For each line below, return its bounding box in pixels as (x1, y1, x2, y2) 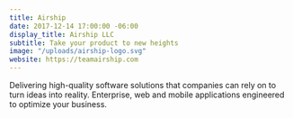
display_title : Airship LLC (9, 30, 115, 39)
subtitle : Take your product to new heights (9, 38, 179, 48)
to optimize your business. (9, 99, 108, 109)
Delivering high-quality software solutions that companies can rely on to (9, 80, 277, 90)
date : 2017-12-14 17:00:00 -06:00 (9, 22, 139, 31)
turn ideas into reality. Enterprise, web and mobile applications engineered (9, 89, 285, 100)
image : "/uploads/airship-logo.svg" (9, 47, 146, 56)
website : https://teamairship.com (9, 55, 139, 64)
